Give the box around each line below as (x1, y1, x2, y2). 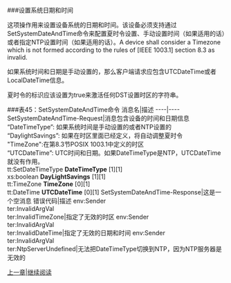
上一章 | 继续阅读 (7, 268, 52, 276)
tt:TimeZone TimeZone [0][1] (7, 180, 91, 188)
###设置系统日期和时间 (7, 6, 74, 14)
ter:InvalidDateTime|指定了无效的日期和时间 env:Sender (7, 229, 166, 237)
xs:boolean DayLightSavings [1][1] (7, 172, 106, 181)
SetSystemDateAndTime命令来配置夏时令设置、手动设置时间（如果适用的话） (7, 30, 225, 37)
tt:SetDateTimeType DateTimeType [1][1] (7, 165, 123, 173)
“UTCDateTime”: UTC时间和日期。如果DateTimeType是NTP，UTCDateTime (7, 149, 221, 157)
